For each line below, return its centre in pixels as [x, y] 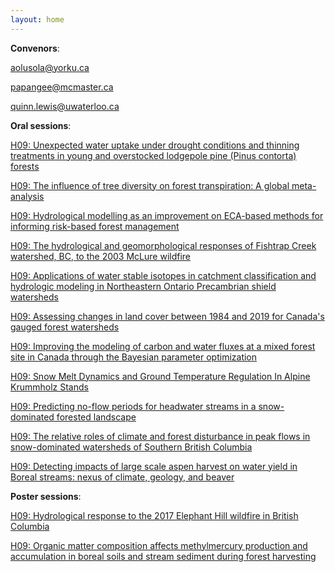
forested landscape [96, 417]
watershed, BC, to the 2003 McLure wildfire [101, 256]
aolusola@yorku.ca [50, 67]
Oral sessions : [41, 125]
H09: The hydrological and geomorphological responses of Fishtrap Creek [163, 245]
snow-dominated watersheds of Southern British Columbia [131, 447]
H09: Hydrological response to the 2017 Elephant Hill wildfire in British [154, 515]
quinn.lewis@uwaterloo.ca [65, 106]
